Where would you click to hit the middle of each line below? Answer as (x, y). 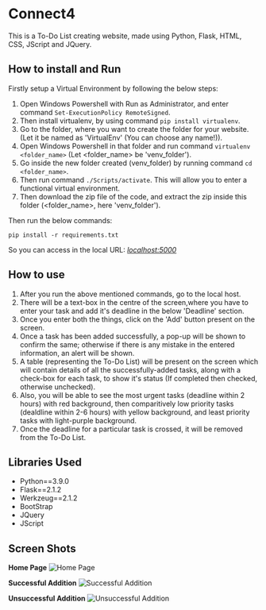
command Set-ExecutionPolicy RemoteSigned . (95, 112)
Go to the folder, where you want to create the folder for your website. (134, 129)
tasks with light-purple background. (78, 420)
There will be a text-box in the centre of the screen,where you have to (134, 302)
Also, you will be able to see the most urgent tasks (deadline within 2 (132, 395)
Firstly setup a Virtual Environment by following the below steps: (113, 88)
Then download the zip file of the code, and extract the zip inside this (133, 196)
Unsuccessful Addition (47, 598)
